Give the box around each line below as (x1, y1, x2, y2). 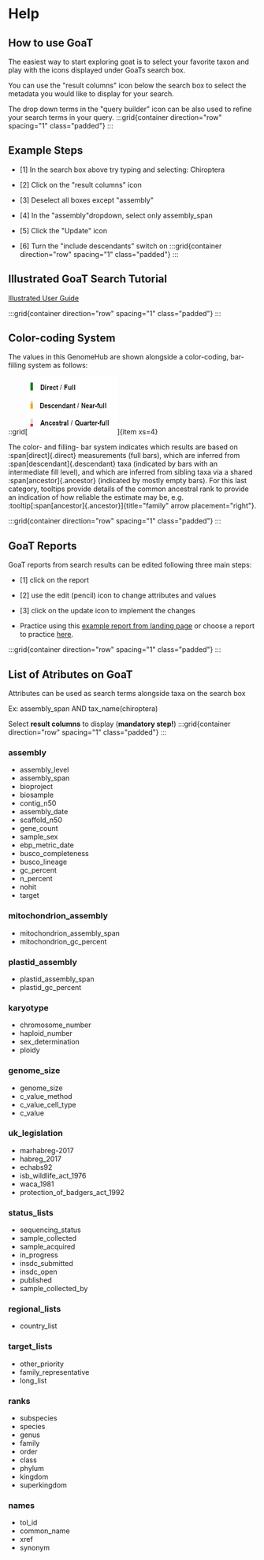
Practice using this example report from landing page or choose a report (19, 621, 255, 631)
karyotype (8, 1002, 49, 1013)
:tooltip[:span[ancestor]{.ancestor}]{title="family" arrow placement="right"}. (8, 501, 257, 511)
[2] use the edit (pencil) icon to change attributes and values (19, 590, 217, 600)
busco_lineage (19, 857, 68, 867)
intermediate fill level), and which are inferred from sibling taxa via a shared (8, 467, 253, 477)
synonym (19, 1543, 50, 1553)
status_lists (8, 1207, 54, 1218)
